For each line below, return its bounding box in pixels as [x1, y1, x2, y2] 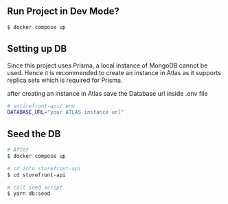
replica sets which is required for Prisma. [7, 76, 123, 84]
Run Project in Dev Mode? [7, 6, 120, 17]
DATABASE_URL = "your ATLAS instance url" [7, 109, 125, 116]
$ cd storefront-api [7, 172, 67, 178]
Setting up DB [7, 43, 67, 54]
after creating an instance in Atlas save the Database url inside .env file [7, 89, 208, 97]
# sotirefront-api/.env [7, 103, 76, 110]
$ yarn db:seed [7, 190, 51, 197]
